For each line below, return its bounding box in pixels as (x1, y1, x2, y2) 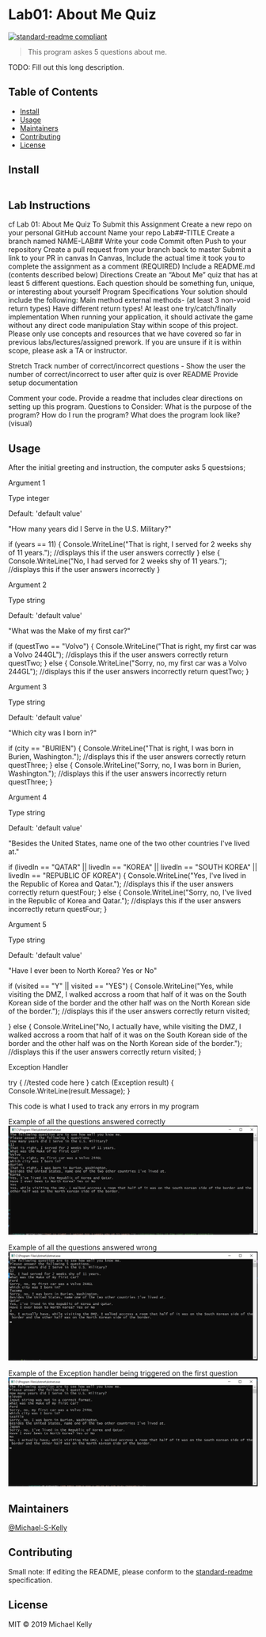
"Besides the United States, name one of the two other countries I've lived (8, 838, 250, 849)
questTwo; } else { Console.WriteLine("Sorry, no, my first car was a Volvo (8, 658, 247, 668)
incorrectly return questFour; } (8, 905, 108, 914)
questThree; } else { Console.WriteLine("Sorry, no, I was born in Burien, (8, 761, 241, 770)
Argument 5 (8, 920, 47, 929)
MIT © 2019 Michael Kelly (8, 1619, 93, 1629)
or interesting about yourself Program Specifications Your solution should (8, 287, 248, 296)
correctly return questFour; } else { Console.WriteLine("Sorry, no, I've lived (8, 887, 252, 897)
